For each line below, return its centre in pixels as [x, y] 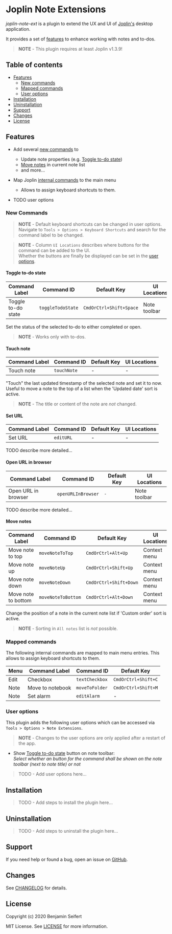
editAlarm [88, 696]
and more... [33, 170]
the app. [27, 744]
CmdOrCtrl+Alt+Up [107, 553]
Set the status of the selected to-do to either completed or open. [74, 327]
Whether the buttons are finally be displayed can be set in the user [88, 256]
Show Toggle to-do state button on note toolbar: [64, 753]
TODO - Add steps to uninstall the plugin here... [68, 831]
